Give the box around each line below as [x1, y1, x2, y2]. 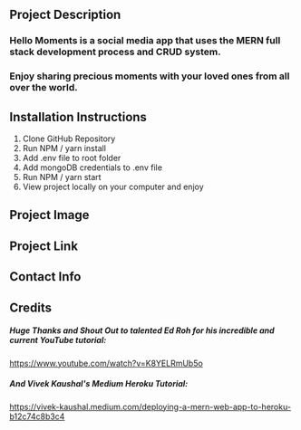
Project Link [9, 238, 79, 253]
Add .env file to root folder [22, 153, 121, 164]
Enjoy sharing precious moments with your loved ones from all [9, 70, 290, 82]
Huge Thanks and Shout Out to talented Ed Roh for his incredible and [9, 325, 275, 336]
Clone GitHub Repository [22, 133, 116, 144]
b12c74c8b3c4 [9, 411, 65, 422]
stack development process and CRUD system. [9, 45, 221, 58]
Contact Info [9, 269, 82, 284]
